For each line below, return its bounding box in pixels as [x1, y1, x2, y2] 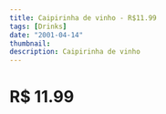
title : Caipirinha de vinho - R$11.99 [9, 13, 157, 23]
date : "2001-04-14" [9, 30, 84, 39]
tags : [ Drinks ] [9, 22, 67, 31]
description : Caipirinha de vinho [9, 47, 141, 57]
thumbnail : [9, 38, 51, 48]
